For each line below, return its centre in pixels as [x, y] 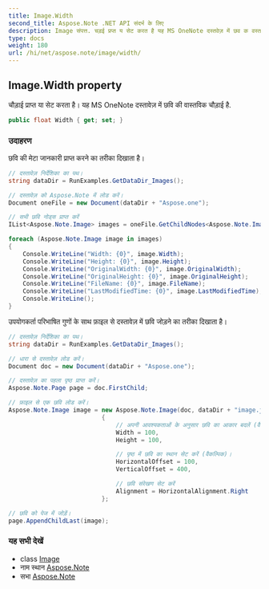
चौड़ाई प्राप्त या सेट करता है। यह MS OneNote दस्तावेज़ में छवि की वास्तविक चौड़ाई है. [120, 104]
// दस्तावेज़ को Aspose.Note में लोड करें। [66, 195]
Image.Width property [65, 85]
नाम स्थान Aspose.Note [54, 567]
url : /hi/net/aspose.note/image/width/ [75, 53]
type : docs [26, 38]
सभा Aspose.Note [48, 576]
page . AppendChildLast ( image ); [59, 521]
